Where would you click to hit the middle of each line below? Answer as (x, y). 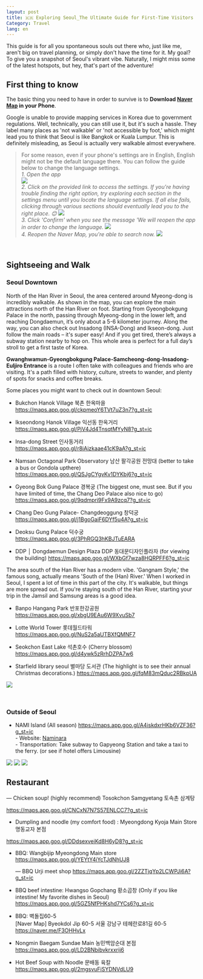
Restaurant (28, 783)
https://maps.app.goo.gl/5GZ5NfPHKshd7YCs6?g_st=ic (85, 903)
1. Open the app (41, 174)
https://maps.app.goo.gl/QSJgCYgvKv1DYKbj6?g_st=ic (84, 474)
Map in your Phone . (31, 106)
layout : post (23, 12)
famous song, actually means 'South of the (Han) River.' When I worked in (98, 576)
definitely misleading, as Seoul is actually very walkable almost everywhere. (101, 143)
